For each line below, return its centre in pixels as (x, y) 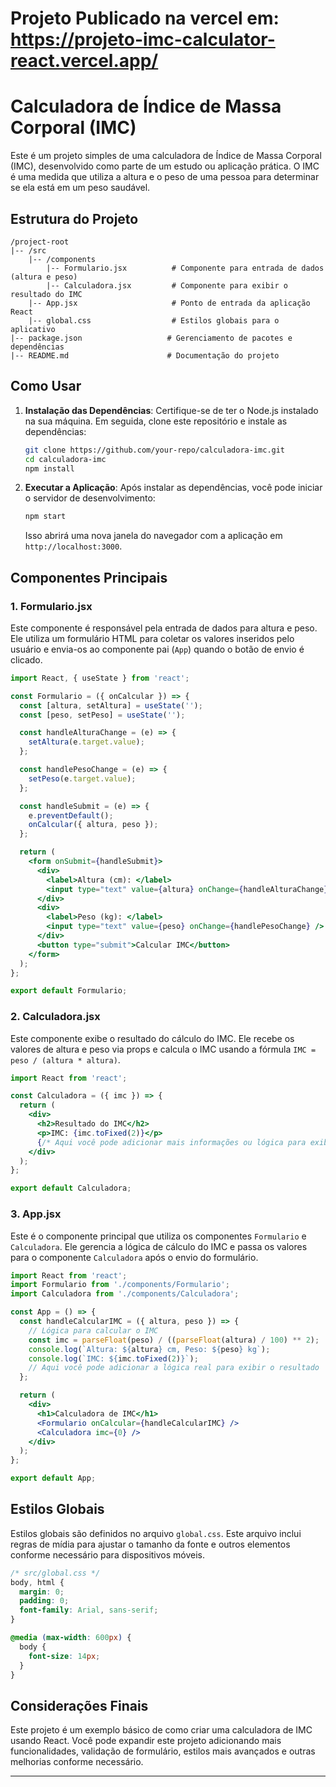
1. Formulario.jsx (51, 606)
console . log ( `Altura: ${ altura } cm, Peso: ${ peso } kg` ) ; (149, 1349)
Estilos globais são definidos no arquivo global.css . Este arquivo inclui (156, 1533)
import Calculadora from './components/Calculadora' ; (125, 1294)
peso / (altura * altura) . (65, 1059)
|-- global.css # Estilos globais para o (154, 320)
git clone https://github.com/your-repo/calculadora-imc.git (155, 450)
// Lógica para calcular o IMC (93, 1330)
